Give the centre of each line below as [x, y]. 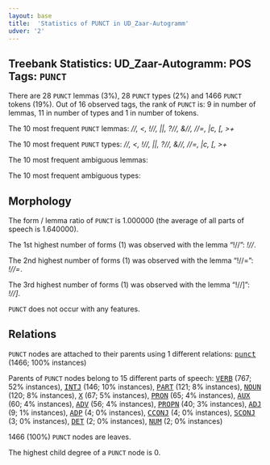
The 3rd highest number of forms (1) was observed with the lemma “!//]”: [129, 285]
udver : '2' [27, 31]
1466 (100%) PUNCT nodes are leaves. [70, 437]
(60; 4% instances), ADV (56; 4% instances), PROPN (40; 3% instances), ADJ [135, 404]
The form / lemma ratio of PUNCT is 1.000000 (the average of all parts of [126, 220]
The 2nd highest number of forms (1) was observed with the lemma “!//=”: [131, 260]
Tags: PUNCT [37, 76]
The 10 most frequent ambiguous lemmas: [78, 160]
